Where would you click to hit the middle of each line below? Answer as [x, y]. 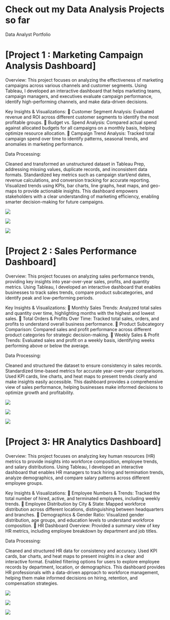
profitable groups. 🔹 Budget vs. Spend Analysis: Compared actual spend [81, 122]
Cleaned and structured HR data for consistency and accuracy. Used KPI [81, 551]
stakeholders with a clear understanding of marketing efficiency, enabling [82, 196]
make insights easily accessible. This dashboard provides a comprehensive [84, 382]
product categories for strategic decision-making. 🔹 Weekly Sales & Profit [82, 335]
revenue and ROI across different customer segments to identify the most [82, 117]
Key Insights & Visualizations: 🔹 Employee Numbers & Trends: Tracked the [83, 493]
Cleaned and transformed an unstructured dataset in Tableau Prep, [75, 164]
